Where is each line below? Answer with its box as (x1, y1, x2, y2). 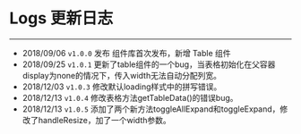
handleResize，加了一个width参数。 (38, 114, 172, 125)
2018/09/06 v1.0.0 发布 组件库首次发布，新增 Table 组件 (21, 47, 231, 58)
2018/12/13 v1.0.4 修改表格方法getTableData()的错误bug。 (21, 92, 238, 103)
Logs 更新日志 (9, 8, 114, 29)
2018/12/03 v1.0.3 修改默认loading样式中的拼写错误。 (21, 81, 222, 92)
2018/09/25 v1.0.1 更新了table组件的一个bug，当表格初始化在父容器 (21, 59, 276, 70)
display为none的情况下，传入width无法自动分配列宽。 (21, 70, 222, 80)
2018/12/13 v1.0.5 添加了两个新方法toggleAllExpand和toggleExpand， (21, 104, 280, 114)
